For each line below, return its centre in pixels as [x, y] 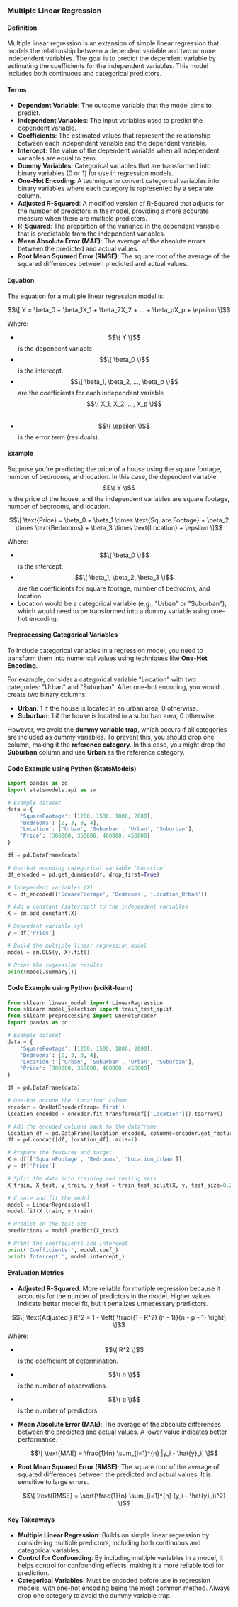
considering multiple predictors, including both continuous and [109, 1543]
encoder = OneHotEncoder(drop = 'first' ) [66, 1107]
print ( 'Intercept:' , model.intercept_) [66, 1256]
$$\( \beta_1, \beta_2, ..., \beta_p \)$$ [124, 381]
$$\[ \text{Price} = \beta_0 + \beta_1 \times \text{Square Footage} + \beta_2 [119, 520]
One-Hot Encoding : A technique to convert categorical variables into [118, 181]
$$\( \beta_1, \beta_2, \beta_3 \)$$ [124, 577]
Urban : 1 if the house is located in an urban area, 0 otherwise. [108, 708]
